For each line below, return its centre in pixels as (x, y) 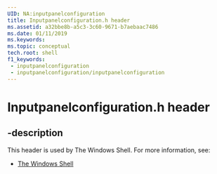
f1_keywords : (26, 60)
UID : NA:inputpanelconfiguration (56, 14)
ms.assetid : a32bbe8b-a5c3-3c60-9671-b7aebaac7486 (83, 27)
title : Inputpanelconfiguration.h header (69, 20)
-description (35, 133)
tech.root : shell (33, 53)
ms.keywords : (26, 40)
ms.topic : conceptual (39, 46)
